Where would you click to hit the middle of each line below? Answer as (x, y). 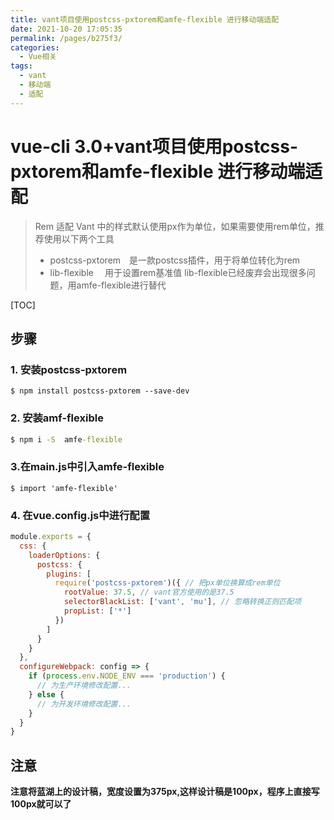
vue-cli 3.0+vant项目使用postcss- (154, 146)
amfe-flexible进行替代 (121, 285)
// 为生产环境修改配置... (84, 686)
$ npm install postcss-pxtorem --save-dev (100, 391)
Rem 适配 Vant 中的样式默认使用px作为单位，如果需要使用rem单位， (175, 226)
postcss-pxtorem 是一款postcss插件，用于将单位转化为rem (175, 260)
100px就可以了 (41, 804)
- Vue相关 (38, 57)
